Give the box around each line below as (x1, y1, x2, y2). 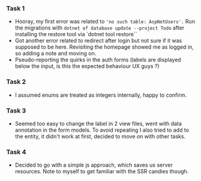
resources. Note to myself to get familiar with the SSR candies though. (14, 168, 189, 175)
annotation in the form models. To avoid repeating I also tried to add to (14, 126, 190, 133)
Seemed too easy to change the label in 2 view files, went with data (14, 120, 182, 127)
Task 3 (6, 106, 26, 115)
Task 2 (6, 78, 26, 86)
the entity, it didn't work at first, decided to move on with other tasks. (14, 132, 186, 140)
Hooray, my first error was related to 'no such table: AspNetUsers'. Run (14, 18, 196, 25)
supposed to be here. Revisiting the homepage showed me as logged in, (14, 43, 194, 51)
